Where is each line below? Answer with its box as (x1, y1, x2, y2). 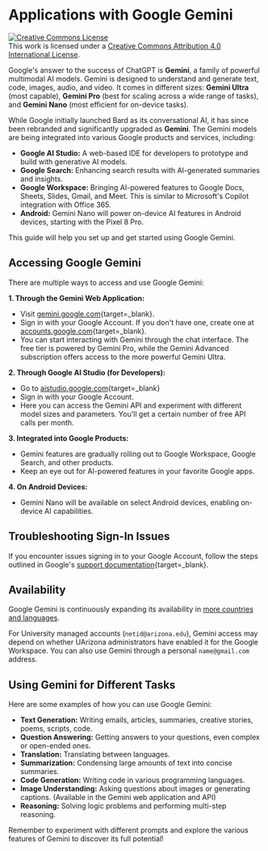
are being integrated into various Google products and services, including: (8, 132, 256, 142)
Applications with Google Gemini (8, 6, 233, 24)
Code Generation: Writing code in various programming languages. (19, 775, 245, 785)
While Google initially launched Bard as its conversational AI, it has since (8, 115, 249, 125)
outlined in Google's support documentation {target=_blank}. (8, 560, 209, 569)
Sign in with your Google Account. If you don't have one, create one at (19, 317, 254, 327)
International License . (8, 49, 81, 59)
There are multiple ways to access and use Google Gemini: (8, 277, 204, 287)
